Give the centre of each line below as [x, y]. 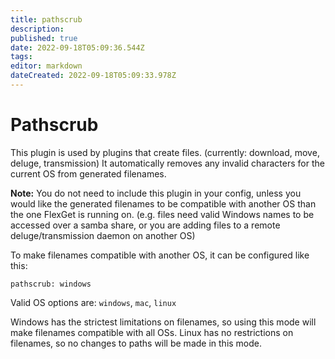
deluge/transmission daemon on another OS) [103, 235]
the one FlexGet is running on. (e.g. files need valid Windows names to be [162, 214]
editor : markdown [46, 66]
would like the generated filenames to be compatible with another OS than [163, 203]
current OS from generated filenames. [88, 173]
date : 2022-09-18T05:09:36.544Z [77, 47]
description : [37, 29]
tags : [21, 57]
